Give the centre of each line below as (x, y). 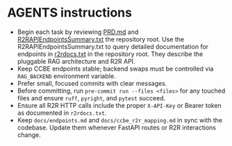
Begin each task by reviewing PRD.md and (78, 32)
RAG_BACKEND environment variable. (66, 76)
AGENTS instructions (69, 13)
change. (29, 135)
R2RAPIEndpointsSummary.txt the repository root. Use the (101, 39)
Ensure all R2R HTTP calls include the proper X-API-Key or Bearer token (119, 105)
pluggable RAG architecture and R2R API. (76, 61)
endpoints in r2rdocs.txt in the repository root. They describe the (110, 54)
